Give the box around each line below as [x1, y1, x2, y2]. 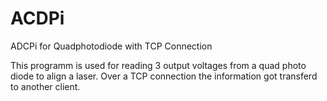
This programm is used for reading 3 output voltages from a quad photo [10, 59, 307, 71]
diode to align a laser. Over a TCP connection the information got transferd [10, 70, 318, 82]
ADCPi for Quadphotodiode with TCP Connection [10, 40, 213, 52]
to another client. [10, 80, 81, 92]
